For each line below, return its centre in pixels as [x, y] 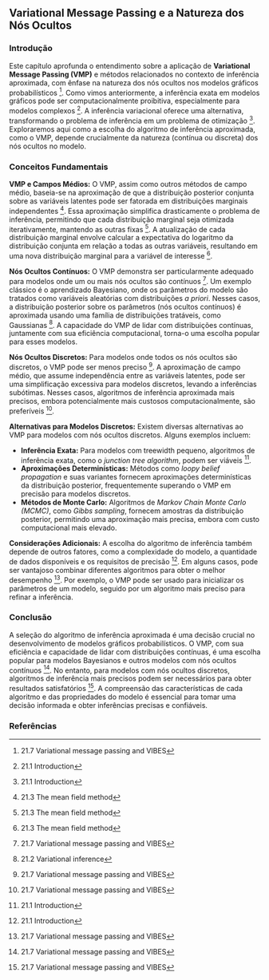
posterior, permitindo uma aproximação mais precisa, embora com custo [140, 520]
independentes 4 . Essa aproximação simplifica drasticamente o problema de [134, 210]
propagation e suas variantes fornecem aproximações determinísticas [136, 477]
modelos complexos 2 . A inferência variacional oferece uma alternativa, [127, 110]
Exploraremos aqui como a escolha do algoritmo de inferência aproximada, [133, 129]
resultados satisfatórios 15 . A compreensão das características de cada [126, 688]
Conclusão [31, 618]
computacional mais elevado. [69, 528]
